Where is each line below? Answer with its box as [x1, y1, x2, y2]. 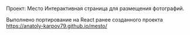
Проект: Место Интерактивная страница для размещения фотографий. [6, 5, 185, 12]
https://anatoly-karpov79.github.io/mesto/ [6, 23, 107, 29]
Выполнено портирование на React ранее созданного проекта [6, 16, 163, 23]
